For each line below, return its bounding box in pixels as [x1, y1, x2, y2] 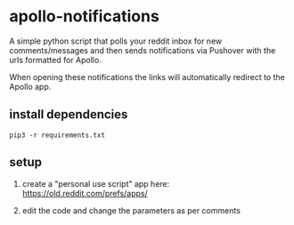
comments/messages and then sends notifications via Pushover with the [9, 44, 276, 55]
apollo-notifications [9, 6, 160, 27]
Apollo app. [9, 81, 52, 92]
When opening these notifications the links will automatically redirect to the [9, 71, 285, 82]
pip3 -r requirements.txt [9, 131, 105, 140]
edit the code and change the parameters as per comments [21, 205, 241, 215]
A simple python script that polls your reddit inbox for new [9, 36, 223, 46]
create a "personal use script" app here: [21, 178, 170, 189]
